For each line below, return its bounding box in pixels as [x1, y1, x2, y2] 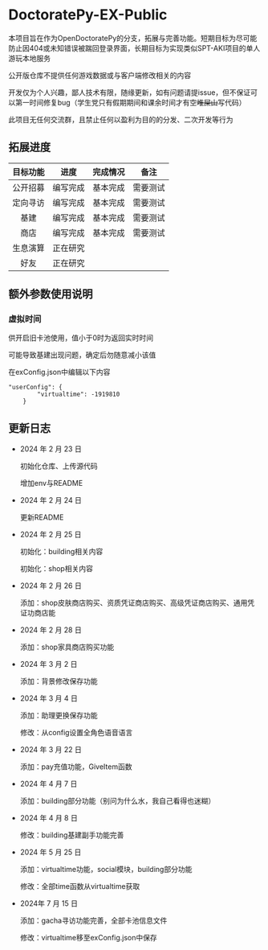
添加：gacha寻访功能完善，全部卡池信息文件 [19, 915, 168, 926]
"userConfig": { [8, 384, 63, 392]
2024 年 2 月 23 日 [19, 444, 82, 454]
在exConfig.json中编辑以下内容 [8, 368, 111, 377]
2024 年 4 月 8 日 [19, 813, 78, 823]
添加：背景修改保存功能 [19, 677, 98, 686]
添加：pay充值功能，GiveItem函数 [19, 762, 132, 771]
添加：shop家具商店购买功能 [19, 642, 115, 652]
